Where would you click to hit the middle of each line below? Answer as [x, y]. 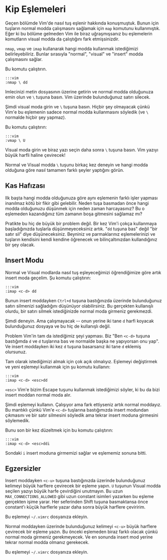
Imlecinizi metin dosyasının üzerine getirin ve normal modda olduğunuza [79, 91]
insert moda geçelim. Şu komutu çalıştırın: [48, 278]
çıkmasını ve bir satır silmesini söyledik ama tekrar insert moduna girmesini [82, 415]
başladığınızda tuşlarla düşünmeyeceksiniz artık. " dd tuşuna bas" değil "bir [82, 229]
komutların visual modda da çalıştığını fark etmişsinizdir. [62, 39]
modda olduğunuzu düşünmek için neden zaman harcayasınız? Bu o [75, 208]
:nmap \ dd [16, 82]
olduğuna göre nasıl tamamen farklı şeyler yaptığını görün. [65, 170]
